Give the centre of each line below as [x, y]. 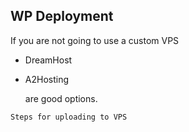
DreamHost [48, 60]
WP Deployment [62, 16]
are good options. [61, 98]
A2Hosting [47, 79]
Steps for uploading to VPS [69, 117]
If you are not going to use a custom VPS [95, 40]
